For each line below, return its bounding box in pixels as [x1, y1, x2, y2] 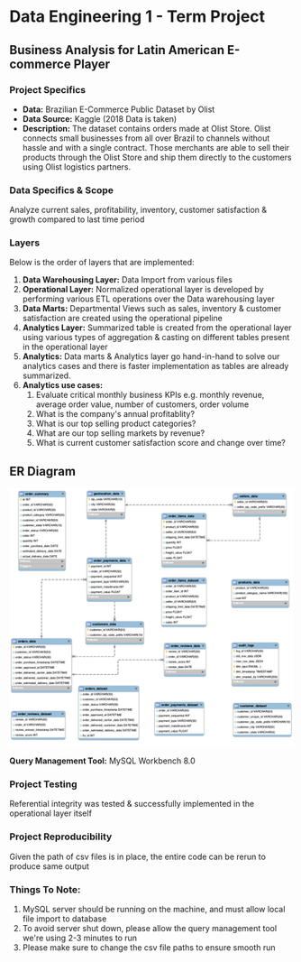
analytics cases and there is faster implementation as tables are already [22, 361, 289, 372]
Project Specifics [9, 83, 87, 96]
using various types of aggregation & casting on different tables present [22, 332, 290, 343]
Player [73, 56, 111, 71]
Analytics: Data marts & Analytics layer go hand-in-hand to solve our [22, 351, 280, 362]
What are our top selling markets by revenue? [35, 428, 205, 439]
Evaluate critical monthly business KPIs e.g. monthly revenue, [35, 390, 265, 401]
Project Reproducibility [9, 830, 113, 843]
